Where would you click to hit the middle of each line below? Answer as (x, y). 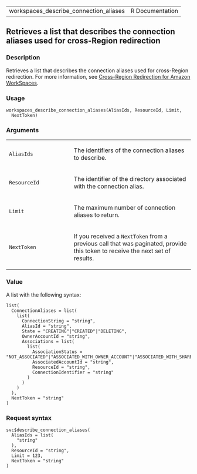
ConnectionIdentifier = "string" (73, 372)
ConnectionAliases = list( (44, 311)
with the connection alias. (109, 186)
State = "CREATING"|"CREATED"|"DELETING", (74, 331)
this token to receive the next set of (122, 251)
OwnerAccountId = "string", (56, 336)
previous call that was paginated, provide (130, 244)
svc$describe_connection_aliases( (48, 430)
